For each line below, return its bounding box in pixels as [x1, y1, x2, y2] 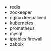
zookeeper [9, 9, 32, 15]
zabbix [9, 41, 24, 47]
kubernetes [9, 20, 34, 26]
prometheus [9, 25, 35, 31]
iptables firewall [9, 36, 43, 42]
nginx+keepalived [9, 15, 47, 20]
